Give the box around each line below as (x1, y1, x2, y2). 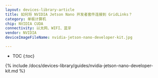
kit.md (5, 68, 18, 74)
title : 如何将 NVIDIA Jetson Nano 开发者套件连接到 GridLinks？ (5, 12, 133, 17)
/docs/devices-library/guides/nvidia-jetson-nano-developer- (28, 63, 154, 69)
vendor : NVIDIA (5, 30, 37, 35)
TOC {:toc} (12, 53, 35, 59)
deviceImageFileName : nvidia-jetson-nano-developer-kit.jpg (5, 35, 133, 40)
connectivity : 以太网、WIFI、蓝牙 (5, 26, 72, 31)
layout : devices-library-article (5, 7, 75, 12)
